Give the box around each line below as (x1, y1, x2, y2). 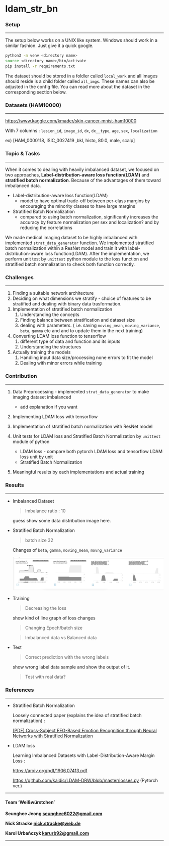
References (5, 686, 34, 693)
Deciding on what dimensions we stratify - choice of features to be (12, 295, 151, 301)
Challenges (5, 274, 34, 281)
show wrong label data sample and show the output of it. (12, 664, 131, 670)
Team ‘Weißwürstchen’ (5, 799, 55, 805)
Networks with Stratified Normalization (12, 733, 93, 739)
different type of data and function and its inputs (20, 338, 121, 344)
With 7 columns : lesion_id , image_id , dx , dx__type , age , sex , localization (5, 127, 157, 134)
